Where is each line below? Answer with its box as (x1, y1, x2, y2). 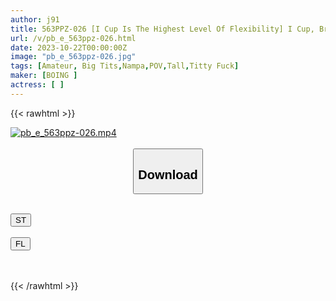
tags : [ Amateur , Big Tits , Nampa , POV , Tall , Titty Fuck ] (10, 61, 240, 71)
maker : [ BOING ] (10, 71, 78, 81)
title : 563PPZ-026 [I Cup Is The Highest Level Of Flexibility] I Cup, (10, 24, 315, 34)
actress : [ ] (10, 80, 65, 90)
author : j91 (10, 14, 60, 25)
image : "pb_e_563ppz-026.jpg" (10, 52, 137, 62)
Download (138, 167, 198, 182)
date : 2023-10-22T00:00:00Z (10, 42, 128, 53)
